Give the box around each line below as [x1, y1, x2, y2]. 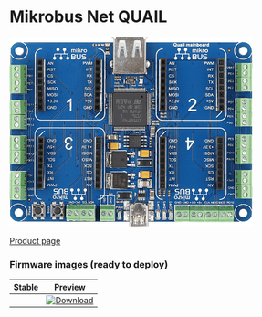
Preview [54, 281, 86, 292]
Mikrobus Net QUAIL [9, 6, 168, 27]
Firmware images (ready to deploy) [9, 258, 169, 270]
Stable [13, 281, 39, 292]
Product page [9, 235, 61, 246]
